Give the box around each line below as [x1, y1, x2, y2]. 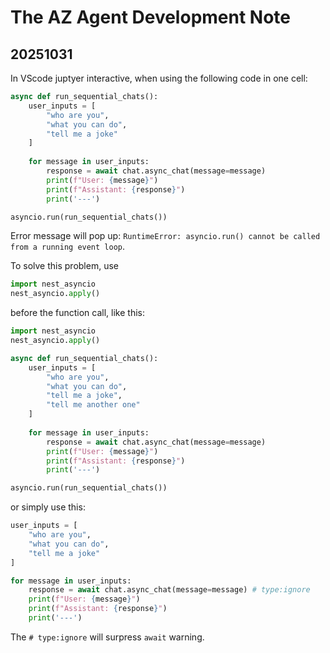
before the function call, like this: [10, 307, 145, 319]
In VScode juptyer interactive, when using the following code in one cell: [10, 72, 308, 84]
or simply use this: [10, 501, 86, 513]
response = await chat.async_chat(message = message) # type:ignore [28, 585, 311, 595]
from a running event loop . [10, 241, 126, 253]
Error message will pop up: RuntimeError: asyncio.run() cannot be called [10, 230, 321, 242]
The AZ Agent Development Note [10, 6, 291, 29]
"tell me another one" [46, 400, 141, 410]
